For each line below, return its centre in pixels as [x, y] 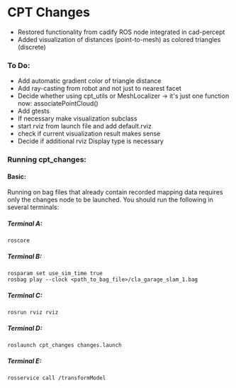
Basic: [17, 176]
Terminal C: [25, 295]
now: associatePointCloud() [58, 104]
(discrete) [32, 47]
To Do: [19, 65]
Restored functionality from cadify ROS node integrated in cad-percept [121, 32]
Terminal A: [25, 223]
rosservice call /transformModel [57, 378]
